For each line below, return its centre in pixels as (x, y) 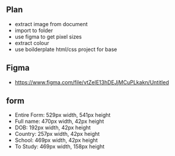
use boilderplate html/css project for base (66, 49)
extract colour (32, 43)
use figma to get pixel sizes (48, 36)
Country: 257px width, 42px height (57, 134)
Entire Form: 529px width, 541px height (63, 115)
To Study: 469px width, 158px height (60, 147)
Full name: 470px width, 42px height (59, 122)
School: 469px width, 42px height (56, 140)
